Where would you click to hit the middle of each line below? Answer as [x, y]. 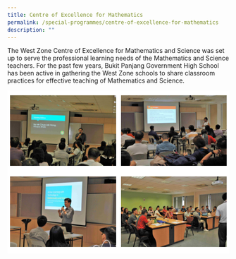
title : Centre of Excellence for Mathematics [75, 15]
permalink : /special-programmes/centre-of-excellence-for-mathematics [113, 22]
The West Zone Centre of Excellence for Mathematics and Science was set [116, 51]
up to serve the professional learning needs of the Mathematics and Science [118, 58]
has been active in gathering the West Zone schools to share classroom [111, 73]
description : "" [31, 30]
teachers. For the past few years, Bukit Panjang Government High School [113, 66]
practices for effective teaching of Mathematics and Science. [96, 80]
